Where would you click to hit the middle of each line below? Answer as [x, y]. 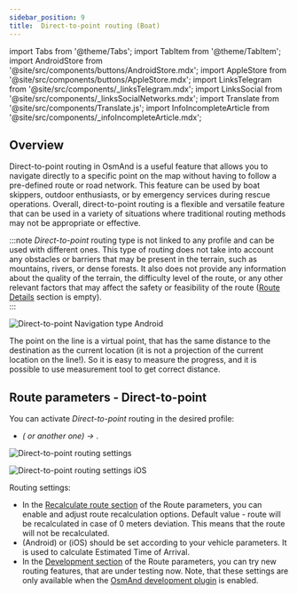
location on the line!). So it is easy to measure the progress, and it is [133, 360]
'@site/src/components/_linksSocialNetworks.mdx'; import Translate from [144, 98]
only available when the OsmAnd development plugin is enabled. [140, 581]
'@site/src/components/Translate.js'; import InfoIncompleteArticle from [140, 108]
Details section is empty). [55, 297]
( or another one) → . [60, 436]
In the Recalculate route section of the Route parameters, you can [142, 505]
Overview [37, 144]
